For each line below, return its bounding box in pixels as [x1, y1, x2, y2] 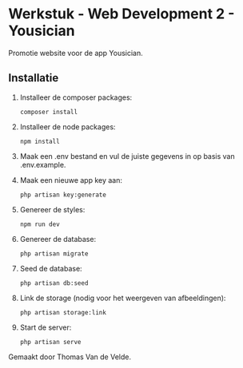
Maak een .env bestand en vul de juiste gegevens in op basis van [19, 151, 236, 160]
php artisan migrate [19, 249, 89, 258]
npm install [19, 137, 60, 145]
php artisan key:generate [19, 191, 106, 199]
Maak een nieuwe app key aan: [19, 175, 122, 184]
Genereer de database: [19, 234, 97, 243]
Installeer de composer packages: [19, 93, 133, 102]
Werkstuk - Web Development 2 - [8, 5, 235, 23]
